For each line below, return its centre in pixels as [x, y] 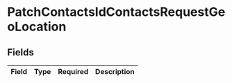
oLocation [37, 27]
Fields [21, 52]
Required [73, 72]
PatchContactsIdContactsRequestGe [116, 12]
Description [115, 72]
